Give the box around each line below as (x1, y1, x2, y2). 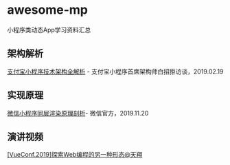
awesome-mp (7, 2, 88, 18)
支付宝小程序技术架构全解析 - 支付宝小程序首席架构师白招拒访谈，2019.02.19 (7, 67, 224, 76)
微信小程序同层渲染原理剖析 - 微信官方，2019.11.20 (7, 109, 149, 117)
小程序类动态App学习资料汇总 (7, 25, 91, 34)
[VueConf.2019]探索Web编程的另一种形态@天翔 (7, 151, 143, 159)
